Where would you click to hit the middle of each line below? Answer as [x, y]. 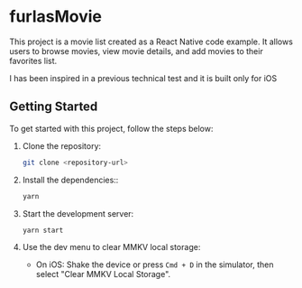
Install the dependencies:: [70, 180]
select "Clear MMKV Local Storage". [103, 274]
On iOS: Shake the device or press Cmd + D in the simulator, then [155, 265]
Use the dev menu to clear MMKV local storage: [111, 247]
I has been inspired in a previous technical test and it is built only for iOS [143, 78]
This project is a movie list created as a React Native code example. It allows [151, 42]
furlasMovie [55, 17]
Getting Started [54, 107]
